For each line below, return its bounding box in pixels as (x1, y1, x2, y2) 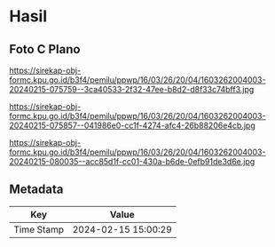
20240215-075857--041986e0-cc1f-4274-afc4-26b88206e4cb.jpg (9, 120, 255, 131)
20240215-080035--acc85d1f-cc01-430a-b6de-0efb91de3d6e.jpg (9, 156, 255, 166)
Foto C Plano (9, 42, 81, 57)
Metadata (9, 182, 64, 197)
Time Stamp (13, 223, 65, 235)
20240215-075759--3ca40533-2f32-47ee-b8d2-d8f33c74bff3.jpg (9, 84, 255, 94)
